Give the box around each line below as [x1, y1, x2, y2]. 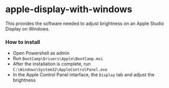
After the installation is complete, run [12, 61, 91, 67]
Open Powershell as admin [12, 50, 70, 56]
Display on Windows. [5, 25, 50, 32]
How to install [5, 38, 40, 45]
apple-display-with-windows [5, 4, 133, 15]
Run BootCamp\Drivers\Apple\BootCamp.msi [12, 55, 103, 62]
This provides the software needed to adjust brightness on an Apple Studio [5, 20, 164, 26]
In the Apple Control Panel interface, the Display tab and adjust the [12, 72, 155, 78]
